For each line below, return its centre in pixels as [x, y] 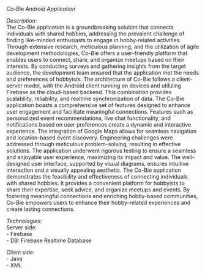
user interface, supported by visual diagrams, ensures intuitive [110, 164]
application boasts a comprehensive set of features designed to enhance [99, 105]
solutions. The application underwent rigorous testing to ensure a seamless [101, 150]
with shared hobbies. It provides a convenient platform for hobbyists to [95, 183]
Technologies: [24, 221]
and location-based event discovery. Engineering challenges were [90, 138]
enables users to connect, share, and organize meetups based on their [95, 60]
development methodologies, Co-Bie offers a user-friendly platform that [97, 53]
